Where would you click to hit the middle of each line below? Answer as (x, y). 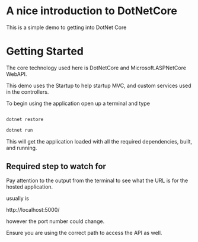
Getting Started (45, 51)
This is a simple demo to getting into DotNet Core (66, 27)
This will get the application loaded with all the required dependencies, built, (99, 141)
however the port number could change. (55, 221)
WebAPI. (17, 74)
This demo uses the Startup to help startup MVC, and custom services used (99, 85)
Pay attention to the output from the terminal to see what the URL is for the (97, 181)
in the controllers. (28, 92)
